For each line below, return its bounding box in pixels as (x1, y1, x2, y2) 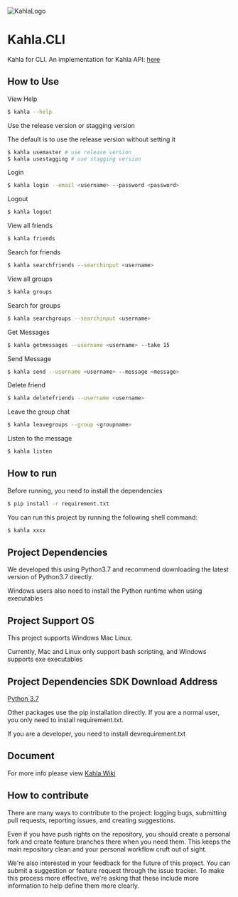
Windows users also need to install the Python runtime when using (7, 586, 202, 595)
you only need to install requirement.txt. (7, 716, 124, 724)
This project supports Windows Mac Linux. (7, 633, 133, 643)
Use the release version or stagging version (7, 121, 135, 129)
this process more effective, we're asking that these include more (7, 874, 199, 882)
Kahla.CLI (7, 32, 66, 48)
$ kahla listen (7, 448, 53, 455)
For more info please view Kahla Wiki (7, 768, 116, 778)
